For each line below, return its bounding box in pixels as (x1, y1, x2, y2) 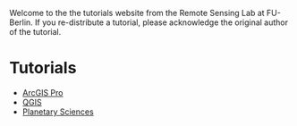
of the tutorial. (9, 27, 62, 37)
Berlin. (9, 17, 33, 28)
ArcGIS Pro (21, 87, 64, 97)
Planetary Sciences (21, 106, 94, 117)
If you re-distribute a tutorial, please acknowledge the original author (34, 17, 289, 28)
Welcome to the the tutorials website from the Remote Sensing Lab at (9, 8, 266, 18)
